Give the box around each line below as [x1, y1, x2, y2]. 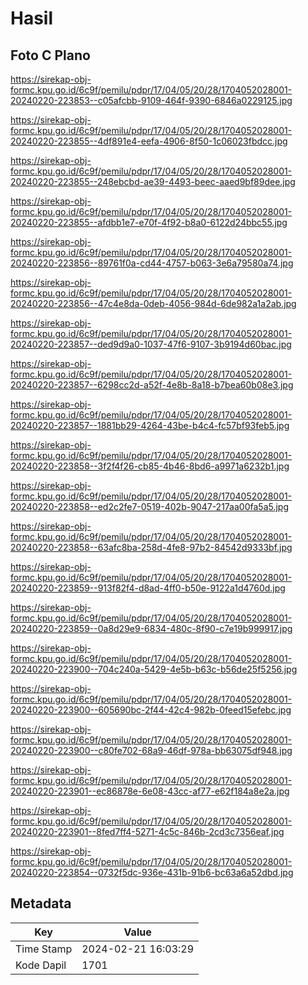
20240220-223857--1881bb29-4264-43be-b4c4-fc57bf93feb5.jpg [10, 420, 290, 431]
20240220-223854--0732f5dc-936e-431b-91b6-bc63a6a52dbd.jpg [10, 867, 294, 878]
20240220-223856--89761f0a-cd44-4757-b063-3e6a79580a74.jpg [10, 257, 294, 269]
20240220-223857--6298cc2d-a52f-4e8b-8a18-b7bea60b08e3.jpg [10, 379, 294, 391]
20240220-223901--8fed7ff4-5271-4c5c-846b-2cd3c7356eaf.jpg [10, 826, 285, 837]
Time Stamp [15, 942, 73, 956]
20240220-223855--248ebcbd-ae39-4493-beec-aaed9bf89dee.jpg [10, 176, 296, 187]
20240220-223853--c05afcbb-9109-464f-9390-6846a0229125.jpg [10, 95, 293, 106]
